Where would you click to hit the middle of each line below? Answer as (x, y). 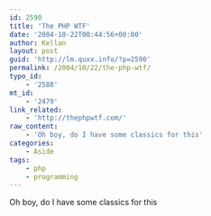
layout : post (34, 51)
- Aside (40, 151)
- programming (52, 176)
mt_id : (22, 93)
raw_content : (34, 127)
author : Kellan (38, 43)
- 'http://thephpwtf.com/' (76, 118)
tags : (19, 160)
